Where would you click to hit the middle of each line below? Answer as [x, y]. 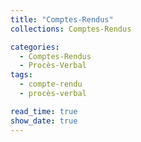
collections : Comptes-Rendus [71, 29]
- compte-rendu [51, 84]
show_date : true [44, 121]
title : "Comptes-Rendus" [62, 19]
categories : [35, 47]
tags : [21, 75]
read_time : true [44, 111]
